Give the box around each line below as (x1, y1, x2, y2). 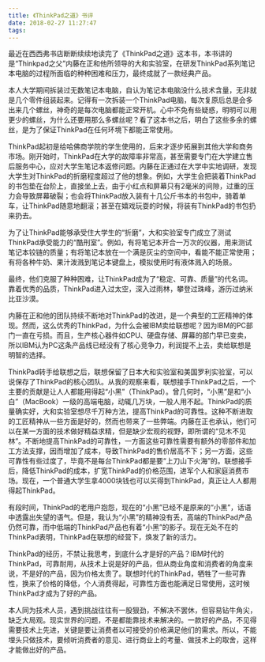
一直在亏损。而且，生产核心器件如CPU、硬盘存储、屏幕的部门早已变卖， (14, 331, 251, 340)
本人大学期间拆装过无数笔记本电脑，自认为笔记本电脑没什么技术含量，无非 (8, 85, 250, 95)
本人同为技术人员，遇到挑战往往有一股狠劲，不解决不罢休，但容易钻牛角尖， (8, 606, 257, 615)
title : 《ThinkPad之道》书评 (8, 11, 94, 20)
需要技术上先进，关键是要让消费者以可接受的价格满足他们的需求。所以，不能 (8, 626, 257, 635)
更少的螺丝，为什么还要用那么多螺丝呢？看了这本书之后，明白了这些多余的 (8, 115, 250, 125)
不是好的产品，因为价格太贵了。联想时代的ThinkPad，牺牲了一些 (21, 569, 233, 578)
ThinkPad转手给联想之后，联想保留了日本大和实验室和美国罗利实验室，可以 (8, 367, 254, 376)
